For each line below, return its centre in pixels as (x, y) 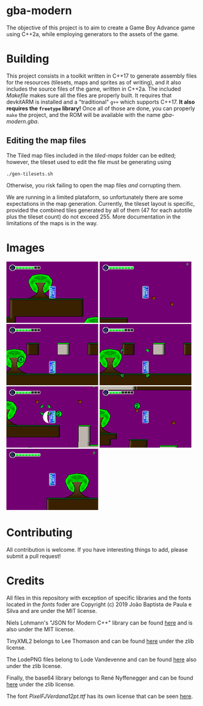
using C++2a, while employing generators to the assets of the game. (93, 34)
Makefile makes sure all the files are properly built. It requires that (89, 95)
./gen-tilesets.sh (30, 174)
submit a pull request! (34, 556)
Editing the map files (46, 141)
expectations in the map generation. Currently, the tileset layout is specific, (101, 203)
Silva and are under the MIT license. (52, 610)
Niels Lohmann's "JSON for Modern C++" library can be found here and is (99, 623)
